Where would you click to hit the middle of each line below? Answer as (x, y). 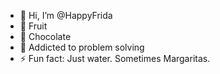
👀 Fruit (33, 26)
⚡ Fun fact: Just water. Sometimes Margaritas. (115, 58)
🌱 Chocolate (45, 36)
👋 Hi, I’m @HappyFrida (66, 15)
